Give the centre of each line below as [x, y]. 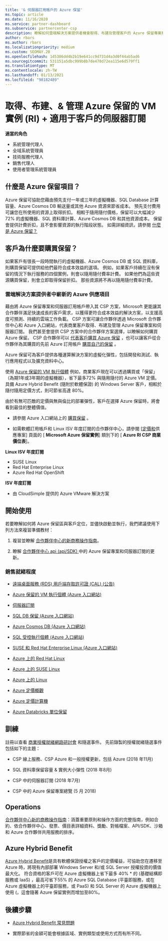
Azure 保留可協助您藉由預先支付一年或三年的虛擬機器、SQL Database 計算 [82, 200]
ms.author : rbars [23, 43]
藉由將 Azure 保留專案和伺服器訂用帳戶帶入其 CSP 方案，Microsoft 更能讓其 [83, 306]
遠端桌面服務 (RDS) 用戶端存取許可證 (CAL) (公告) [63, 584]
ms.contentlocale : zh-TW [31, 71]
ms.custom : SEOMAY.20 [28, 52]
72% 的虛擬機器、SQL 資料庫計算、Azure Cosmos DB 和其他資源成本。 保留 [84, 218]
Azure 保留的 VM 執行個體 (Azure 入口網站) [57, 594]
